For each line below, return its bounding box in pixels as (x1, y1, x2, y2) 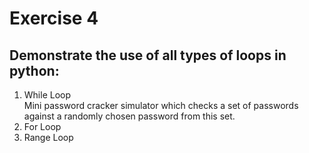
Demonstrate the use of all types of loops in (9, 47, 287, 64)
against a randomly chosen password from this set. (23, 110, 236, 122)
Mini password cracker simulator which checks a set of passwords (23, 100, 299, 111)
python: (9, 62, 60, 79)
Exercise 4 (9, 7, 99, 30)
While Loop (23, 89, 72, 101)
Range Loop (23, 132, 74, 143)
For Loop (23, 121, 62, 132)
